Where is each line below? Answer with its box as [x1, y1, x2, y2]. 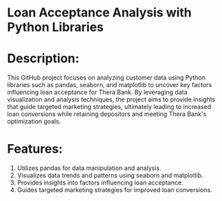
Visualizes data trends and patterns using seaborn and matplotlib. [16, 172, 204, 180]
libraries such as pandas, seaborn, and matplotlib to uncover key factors [7, 81, 212, 89]
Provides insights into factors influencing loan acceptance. [16, 178, 184, 187]
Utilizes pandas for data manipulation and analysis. [16, 164, 162, 172]
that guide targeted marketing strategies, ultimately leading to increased [7, 103, 212, 111]
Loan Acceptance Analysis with [7, 5, 192, 21]
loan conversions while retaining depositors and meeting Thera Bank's [7, 110, 207, 118]
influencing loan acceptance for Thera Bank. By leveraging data [7, 88, 188, 97]
